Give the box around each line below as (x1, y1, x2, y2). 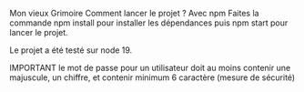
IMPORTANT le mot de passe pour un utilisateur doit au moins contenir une (9, 63, 291, 73)
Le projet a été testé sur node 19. (9, 45, 133, 56)
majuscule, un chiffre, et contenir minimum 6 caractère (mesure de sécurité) (9, 72, 296, 83)
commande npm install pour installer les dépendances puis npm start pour (9, 17, 289, 28)
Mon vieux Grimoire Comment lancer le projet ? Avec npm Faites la (9, 8, 259, 18)
